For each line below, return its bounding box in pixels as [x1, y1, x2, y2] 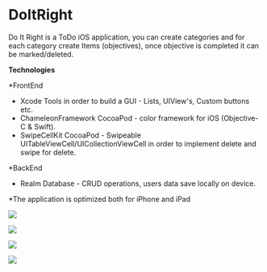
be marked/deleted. [8, 49, 74, 59]
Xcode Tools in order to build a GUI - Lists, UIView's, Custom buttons [19, 96, 250, 105]
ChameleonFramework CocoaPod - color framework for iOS [19, 113, 219, 122]
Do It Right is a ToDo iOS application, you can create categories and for [8, 32, 245, 42]
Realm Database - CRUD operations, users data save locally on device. [19, 179, 257, 188]
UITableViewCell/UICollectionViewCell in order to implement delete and [19, 138, 257, 148]
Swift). [33, 122, 56, 131]
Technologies [8, 64, 56, 74]
